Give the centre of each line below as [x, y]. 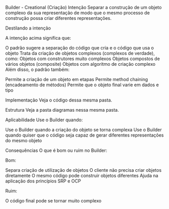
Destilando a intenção [28, 28]
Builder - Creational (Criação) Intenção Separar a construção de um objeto [83, 7]
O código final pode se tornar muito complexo [53, 201]
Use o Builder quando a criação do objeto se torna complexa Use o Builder [83, 130]
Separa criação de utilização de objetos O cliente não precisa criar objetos [83, 170]
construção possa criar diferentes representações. [59, 18]
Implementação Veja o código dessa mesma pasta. [59, 100]
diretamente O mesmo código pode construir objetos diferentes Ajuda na [82, 176]
